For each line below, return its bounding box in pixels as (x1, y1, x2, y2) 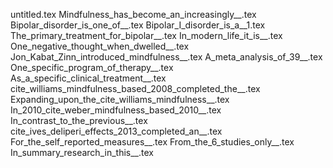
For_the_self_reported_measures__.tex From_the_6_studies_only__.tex (10, 136, 295, 148)
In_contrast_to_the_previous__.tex (10, 115, 148, 126)
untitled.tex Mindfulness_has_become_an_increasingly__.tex (10, 9, 257, 20)
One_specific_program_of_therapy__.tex (10, 62, 174, 73)
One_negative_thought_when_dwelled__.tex (10, 40, 190, 52)
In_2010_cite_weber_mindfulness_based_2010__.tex (10, 104, 222, 116)
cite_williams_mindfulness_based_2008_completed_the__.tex (10, 83, 261, 94)
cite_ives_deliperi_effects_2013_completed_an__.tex (10, 125, 223, 137)
